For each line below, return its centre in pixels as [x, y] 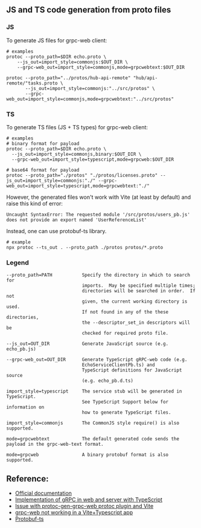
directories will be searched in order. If [139, 291]
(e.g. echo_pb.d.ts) [108, 381]
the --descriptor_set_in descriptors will [136, 323]
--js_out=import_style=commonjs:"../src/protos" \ [90, 88]
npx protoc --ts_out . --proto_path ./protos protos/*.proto [85, 247]
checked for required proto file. [125, 333]
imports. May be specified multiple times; [139, 286]
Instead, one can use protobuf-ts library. [56, 231]
